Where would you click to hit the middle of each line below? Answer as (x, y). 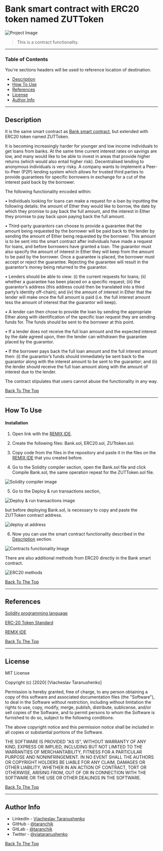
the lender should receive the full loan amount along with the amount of (76, 367)
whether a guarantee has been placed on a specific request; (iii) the (73, 282)
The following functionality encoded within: (48, 192)
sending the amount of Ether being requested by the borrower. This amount (81, 236)
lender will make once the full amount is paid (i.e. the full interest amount (78, 297)
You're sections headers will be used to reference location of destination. (78, 70)
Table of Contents (27, 59)
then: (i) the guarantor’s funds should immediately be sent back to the (75, 357)
